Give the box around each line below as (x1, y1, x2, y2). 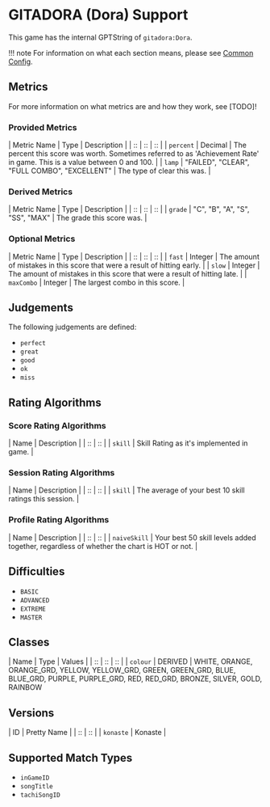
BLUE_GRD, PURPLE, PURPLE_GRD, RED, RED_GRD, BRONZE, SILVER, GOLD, (8, 674, 263, 684)
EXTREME (19, 605, 46, 613)
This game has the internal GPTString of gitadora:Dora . (8, 32, 193, 42)
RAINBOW (8, 682, 43, 692)
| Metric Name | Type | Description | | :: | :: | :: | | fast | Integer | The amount (8, 251, 260, 261)
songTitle (19, 782, 54, 790)
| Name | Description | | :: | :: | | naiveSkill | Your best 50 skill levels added (8, 532, 256, 543)
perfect (19, 340, 46, 348)
